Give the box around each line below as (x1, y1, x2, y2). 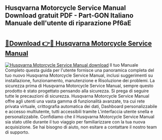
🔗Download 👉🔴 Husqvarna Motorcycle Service (5, 39, 152, 48)
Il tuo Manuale (109, 62, 139, 68)
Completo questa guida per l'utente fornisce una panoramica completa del (5, 68, 154, 73)
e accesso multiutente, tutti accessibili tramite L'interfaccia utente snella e (5, 109, 153, 114)
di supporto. (5, 129, 30, 135)
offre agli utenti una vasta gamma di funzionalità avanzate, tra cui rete (5, 98, 145, 104)
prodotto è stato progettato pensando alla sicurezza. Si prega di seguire (5, 88, 149, 94)
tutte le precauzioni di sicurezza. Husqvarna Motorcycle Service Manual (5, 93, 149, 99)
